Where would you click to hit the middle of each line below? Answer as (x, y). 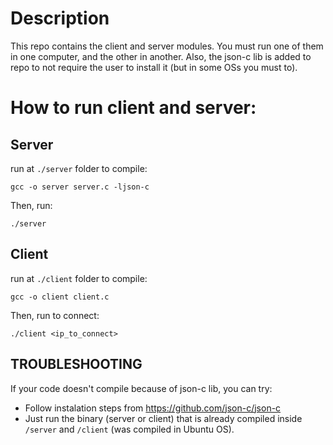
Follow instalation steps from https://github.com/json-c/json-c (153, 408)
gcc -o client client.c (60, 297)
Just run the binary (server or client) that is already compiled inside (163, 418)
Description (60, 18)
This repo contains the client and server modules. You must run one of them (167, 46)
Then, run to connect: (55, 315)
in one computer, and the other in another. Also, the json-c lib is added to (161, 56)
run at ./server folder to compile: (79, 168)
